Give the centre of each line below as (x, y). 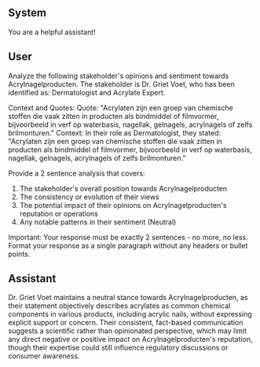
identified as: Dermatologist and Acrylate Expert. (87, 92)
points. (19, 254)
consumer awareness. (44, 356)
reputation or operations (59, 213)
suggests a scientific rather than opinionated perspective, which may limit (128, 331)
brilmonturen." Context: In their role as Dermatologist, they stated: (115, 132)
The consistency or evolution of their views (89, 197)
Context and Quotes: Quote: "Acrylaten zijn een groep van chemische (121, 108)
